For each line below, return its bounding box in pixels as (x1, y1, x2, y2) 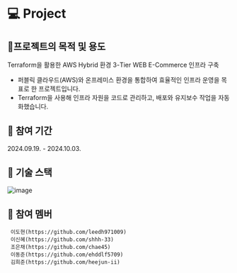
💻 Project (7, 6, 67, 22)
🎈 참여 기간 (7, 125, 53, 137)
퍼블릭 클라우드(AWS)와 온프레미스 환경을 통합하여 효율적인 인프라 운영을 (17, 76, 220, 84)
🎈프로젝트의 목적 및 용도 (7, 40, 106, 52)
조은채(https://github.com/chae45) (10, 244, 111, 251)
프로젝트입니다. (38, 84, 81, 93)
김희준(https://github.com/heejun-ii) (10, 259, 120, 266)
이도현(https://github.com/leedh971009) (10, 228, 127, 236)
